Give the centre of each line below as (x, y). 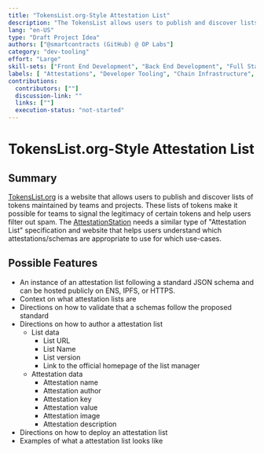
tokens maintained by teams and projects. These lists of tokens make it (123, 205)
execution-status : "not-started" (70, 111)
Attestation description (80, 424)
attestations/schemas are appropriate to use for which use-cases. (115, 239)
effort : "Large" (35, 60)
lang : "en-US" (31, 30)
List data (45, 332)
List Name (59, 349)
